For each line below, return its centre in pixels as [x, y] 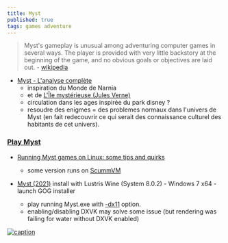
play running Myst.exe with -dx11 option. [84, 204]
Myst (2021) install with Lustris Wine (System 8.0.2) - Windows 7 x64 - [117, 183]
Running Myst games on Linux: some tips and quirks [91, 157]
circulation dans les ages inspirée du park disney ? [99, 103]
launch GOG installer [46, 191]
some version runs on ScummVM [74, 170]
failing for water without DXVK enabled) [83, 218]
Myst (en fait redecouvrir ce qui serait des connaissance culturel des [124, 117]
